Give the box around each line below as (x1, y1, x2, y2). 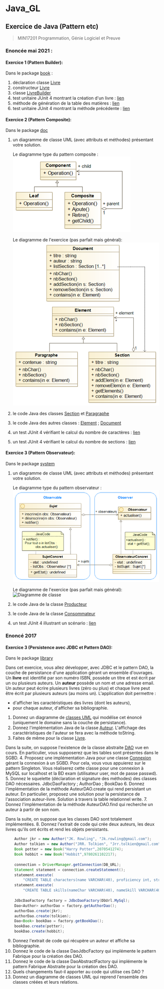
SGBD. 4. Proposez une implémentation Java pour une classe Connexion (5, 755, 151, 761)
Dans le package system (5, 460, 55, 466)
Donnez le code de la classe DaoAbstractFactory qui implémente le (12, 958, 147, 964)
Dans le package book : (5, 70, 53, 76)
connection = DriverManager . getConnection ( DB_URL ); (14, 862, 121, 867)
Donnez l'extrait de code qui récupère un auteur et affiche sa (12, 938, 135, 943)
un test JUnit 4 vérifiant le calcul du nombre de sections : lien (12, 439, 136, 444)
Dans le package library (5, 655, 53, 661)
